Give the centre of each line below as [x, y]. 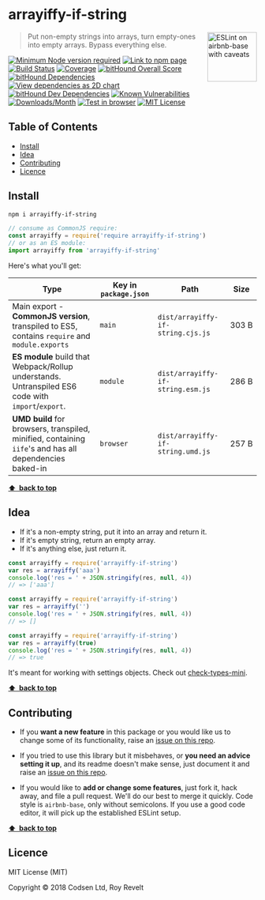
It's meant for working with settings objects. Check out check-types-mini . [128, 672]
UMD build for [39, 419]
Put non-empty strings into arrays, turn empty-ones [111, 36]
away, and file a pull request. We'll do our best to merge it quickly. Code [136, 796]
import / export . [39, 406]
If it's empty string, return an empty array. [88, 540]
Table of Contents [53, 127]
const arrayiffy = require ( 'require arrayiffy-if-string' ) [107, 236]
